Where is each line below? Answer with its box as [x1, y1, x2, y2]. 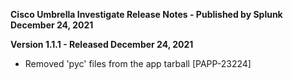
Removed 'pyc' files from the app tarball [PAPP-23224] [24, 58, 252, 69]
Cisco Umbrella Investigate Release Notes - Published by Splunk [10, 9, 283, 20]
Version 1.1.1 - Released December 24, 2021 [10, 39, 194, 50]
